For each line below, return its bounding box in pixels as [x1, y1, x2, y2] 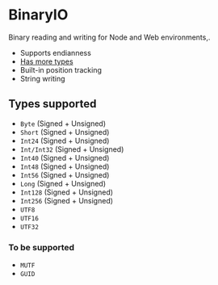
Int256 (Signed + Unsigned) [19, 195, 114, 205]
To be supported [8, 241, 75, 253]
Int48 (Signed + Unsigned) [19, 161, 110, 171]
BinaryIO [8, 6, 69, 24]
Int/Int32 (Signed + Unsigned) [19, 144, 124, 154]
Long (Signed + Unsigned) [19, 178, 107, 188]
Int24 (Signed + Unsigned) [19, 136, 110, 145]
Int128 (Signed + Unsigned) [19, 187, 114, 197]
